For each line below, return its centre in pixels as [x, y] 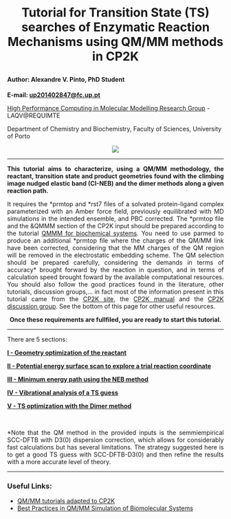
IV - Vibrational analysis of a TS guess [63, 393]
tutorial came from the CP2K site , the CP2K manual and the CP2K [116, 299]
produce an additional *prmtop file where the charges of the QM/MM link [115, 240]
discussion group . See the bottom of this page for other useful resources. [111, 306]
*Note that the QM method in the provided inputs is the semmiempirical [115, 432]
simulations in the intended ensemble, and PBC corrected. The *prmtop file [115, 219]
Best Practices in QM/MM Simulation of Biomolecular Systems [105, 508]
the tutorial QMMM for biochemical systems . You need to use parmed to [115, 233]
